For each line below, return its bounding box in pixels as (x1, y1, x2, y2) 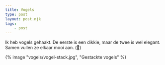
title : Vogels (5, 7, 35, 12)
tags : (5, 21, 16, 26)
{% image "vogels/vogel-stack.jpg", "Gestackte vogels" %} (5, 54, 127, 60)
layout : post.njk (5, 16, 41, 21)
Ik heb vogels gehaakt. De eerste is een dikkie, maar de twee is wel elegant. (5, 39, 161, 45)
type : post (5, 12, 28, 17)
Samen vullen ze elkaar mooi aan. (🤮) (5, 45, 82, 51)
